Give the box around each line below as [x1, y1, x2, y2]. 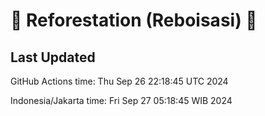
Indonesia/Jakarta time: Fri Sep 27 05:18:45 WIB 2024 [10, 95, 233, 106]
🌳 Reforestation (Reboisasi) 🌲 [10, 9, 258, 32]
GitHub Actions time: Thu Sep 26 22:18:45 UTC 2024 [10, 75, 229, 87]
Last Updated [10, 49, 96, 66]
